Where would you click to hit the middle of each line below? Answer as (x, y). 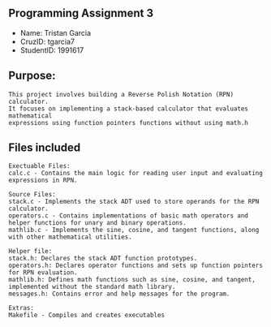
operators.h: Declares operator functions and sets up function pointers (136, 266)
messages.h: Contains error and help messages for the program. (119, 294)
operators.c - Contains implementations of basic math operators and (129, 216)
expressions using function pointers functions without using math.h (129, 123)
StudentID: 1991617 (52, 50)
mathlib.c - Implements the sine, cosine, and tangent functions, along (134, 230)
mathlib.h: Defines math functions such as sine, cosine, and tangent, (132, 280)
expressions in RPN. (43, 181)
